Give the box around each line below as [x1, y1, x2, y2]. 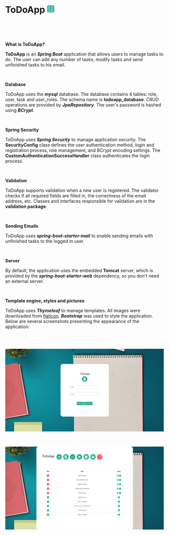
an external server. [5, 278, 44, 284]
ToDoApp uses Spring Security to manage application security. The [5, 136, 146, 142]
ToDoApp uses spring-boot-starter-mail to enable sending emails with [5, 233, 153, 239]
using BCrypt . [5, 107, 34, 113]
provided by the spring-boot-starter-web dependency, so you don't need [5, 273, 159, 279]
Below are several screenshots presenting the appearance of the [5, 318, 140, 324]
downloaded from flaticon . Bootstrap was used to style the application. [5, 312, 153, 319]
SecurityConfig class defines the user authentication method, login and [5, 142, 154, 148]
